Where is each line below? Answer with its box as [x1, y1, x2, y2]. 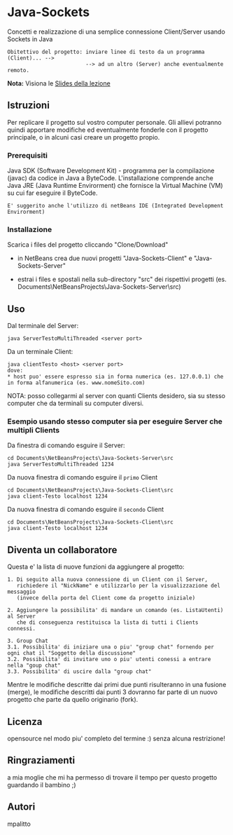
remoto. [7, 67, 30, 74]
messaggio [7, 588, 36, 596]
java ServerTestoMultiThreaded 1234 [7, 461, 114, 468]
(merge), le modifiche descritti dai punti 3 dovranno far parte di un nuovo [7, 688, 218, 696]
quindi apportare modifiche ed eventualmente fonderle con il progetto [7, 125, 209, 134]
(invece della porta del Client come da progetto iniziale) [16, 595, 196, 602]
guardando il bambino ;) [7, 780, 76, 789]
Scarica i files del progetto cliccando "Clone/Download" [7, 240, 169, 249]
